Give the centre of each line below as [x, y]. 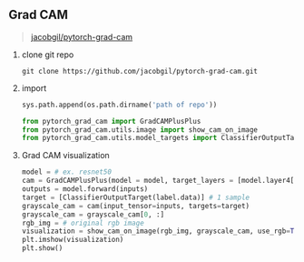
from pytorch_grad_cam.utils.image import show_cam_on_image [140, 130]
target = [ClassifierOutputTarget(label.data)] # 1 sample [136, 197]
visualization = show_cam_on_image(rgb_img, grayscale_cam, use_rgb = [156, 231]
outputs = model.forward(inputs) [85, 189]
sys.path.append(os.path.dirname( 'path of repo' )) [119, 105]
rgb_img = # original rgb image [83, 223]
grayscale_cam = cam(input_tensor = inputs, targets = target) [136, 206]
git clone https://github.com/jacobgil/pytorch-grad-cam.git [140, 71]
